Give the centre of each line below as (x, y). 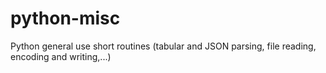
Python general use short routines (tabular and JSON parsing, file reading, (163, 46)
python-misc (65, 18)
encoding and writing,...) (61, 56)
